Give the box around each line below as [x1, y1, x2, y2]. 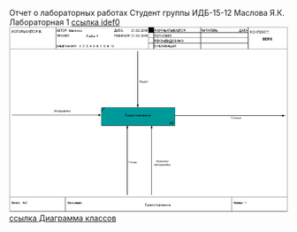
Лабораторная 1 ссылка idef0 [9, 17, 121, 27]
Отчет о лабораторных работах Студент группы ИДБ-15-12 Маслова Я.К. [9, 8, 285, 18]
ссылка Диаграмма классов [9, 213, 117, 224]
